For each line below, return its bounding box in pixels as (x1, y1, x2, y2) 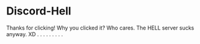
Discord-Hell (6, 4, 71, 18)
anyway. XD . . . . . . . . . (6, 30, 63, 37)
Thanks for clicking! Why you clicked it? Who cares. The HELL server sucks (6, 24, 195, 31)
